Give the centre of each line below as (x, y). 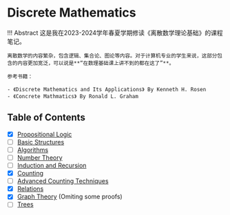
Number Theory (40, 158)
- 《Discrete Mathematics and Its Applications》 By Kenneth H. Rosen (107, 89)
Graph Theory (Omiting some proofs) (70, 197)
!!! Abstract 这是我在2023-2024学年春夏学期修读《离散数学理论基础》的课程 (115, 32)
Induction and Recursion (52, 165)
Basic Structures (41, 142)
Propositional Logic (44, 134)
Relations (30, 189)
